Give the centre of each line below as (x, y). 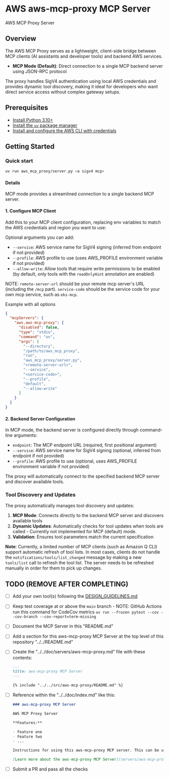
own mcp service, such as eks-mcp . (41, 294)
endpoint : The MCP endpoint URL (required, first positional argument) (84, 445)
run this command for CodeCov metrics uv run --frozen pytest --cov (86, 612)
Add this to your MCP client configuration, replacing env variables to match (83, 222)
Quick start (19, 161)
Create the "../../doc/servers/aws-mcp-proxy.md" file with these (79, 652)
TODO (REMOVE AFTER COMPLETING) (67, 584)
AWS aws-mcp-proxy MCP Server (78, 9)
